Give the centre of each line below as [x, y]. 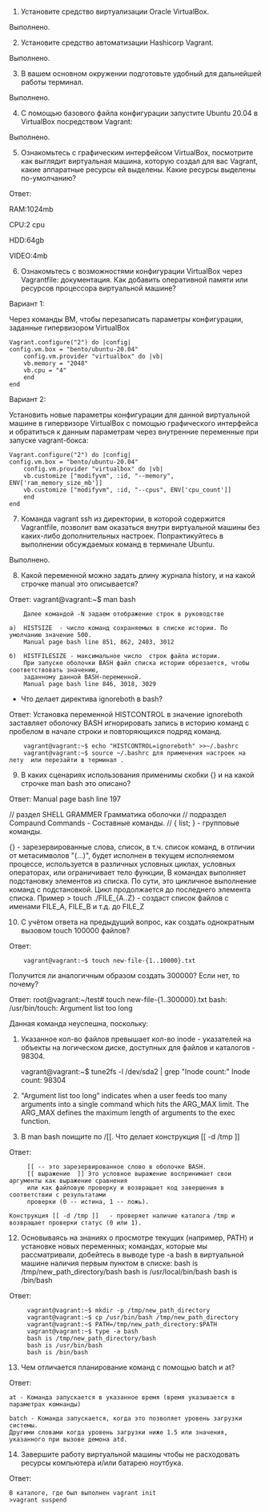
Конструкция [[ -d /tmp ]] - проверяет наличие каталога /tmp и [122, 1216]
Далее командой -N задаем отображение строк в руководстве [124, 614]
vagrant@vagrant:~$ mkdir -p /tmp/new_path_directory [118, 1310]
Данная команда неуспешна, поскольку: [79, 1023]
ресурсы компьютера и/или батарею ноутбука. [102, 1463]
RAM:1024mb [32, 209]
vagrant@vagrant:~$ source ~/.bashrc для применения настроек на [135, 753]
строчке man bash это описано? [76, 783]
